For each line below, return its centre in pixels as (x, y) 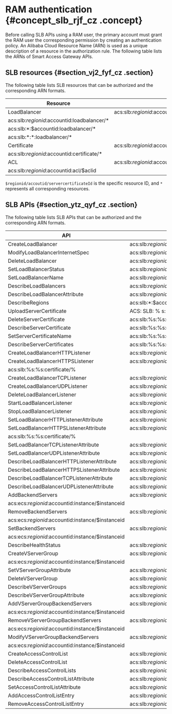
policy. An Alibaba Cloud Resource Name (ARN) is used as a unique (77, 45)
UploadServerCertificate (37, 311)
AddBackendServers (33, 495)
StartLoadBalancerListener (40, 403)
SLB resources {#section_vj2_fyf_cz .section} (79, 73)
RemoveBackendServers (38, 511)
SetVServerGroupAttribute (39, 570)
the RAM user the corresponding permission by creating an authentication (83, 40)
